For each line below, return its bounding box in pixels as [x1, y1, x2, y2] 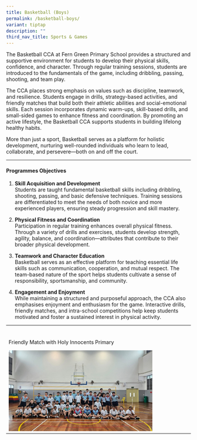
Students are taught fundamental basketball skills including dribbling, [14, 186, 182, 193]
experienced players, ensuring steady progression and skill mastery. [14, 205, 180, 212]
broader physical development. [14, 241, 90, 248]
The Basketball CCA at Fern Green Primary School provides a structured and [6, 51, 191, 58]
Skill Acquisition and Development [14, 180, 101, 187]
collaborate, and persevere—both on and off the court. [6, 148, 138, 155]
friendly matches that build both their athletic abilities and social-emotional [6, 99, 186, 106]
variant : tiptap [6, 22, 46, 27]
